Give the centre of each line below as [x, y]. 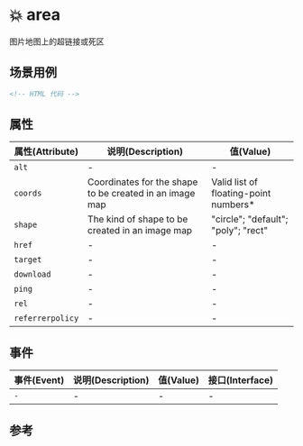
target [28, 260]
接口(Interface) [240, 380]
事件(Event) [39, 380]
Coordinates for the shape [142, 182]
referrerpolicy [46, 319]
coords [28, 193]
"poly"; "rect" [240, 231]
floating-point [241, 194]
